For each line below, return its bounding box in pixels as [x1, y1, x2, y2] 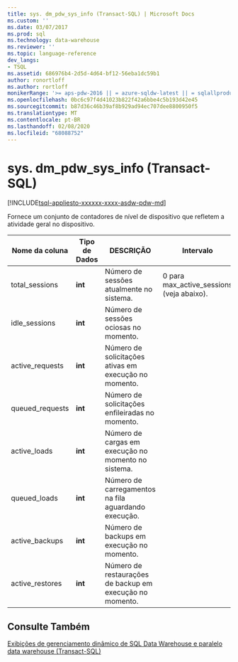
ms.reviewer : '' [7, 43, 55, 50]
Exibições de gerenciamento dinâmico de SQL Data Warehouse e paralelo [7, 639, 223, 648]
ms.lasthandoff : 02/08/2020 [7, 122, 91, 130]
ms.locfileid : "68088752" [7, 129, 84, 137]
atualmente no [105, 284, 153, 294]
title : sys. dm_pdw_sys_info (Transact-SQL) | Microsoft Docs [7, 10, 195, 18]
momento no [105, 455, 147, 465]
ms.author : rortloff [7, 83, 69, 90]
